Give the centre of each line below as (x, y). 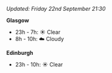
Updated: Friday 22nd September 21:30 (56, 9)
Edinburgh (20, 53)
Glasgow (18, 20)
